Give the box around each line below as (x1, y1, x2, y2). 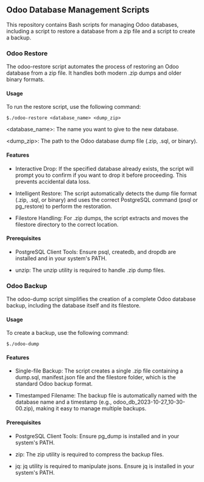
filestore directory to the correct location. (15, 221, 119, 228)
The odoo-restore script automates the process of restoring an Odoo (6, 63, 179, 71)
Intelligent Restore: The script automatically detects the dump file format (15, 190, 197, 197)
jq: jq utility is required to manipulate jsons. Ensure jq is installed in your (15, 462, 195, 470)
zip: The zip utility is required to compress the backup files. (15, 450, 164, 458)
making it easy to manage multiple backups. (35, 405, 147, 412)
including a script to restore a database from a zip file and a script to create (6, 27, 195, 35)
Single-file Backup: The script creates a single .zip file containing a (15, 367, 183, 374)
